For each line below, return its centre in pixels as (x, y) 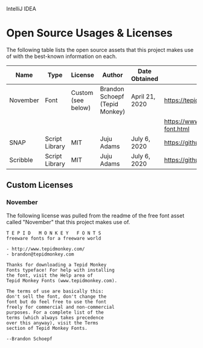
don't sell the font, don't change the (56, 296)
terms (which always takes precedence (55, 317)
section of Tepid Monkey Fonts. (47, 328)
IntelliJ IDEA (21, 9)
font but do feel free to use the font (56, 301)
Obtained (145, 79)
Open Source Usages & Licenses (90, 33)
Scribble (21, 159)
